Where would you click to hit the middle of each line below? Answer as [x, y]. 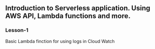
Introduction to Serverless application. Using [78, 8]
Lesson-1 [17, 30]
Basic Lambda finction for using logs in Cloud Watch [60, 41]
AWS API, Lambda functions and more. [68, 16]
